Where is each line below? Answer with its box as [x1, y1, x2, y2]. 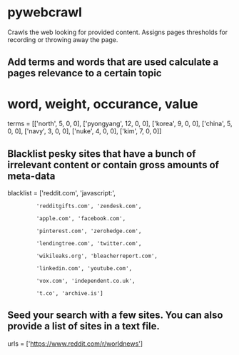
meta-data [7, 170, 56, 182]
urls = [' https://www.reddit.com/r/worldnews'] [7, 339, 143, 348]
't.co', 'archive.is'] [36, 290, 103, 297]
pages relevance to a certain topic [7, 67, 162, 79]
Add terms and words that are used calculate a [7, 56, 219, 68]
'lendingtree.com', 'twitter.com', [36, 240, 142, 247]
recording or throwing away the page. [7, 35, 118, 43]
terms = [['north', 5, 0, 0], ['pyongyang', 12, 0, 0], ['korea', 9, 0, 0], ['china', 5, [7, 119, 233, 128]
